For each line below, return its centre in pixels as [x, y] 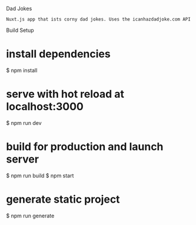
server [23, 159]
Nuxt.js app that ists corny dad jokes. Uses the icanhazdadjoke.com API [99, 19]
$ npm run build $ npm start [40, 176]
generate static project [63, 199]
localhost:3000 [45, 107]
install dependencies [58, 54]
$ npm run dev [24, 123]
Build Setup [20, 30]
